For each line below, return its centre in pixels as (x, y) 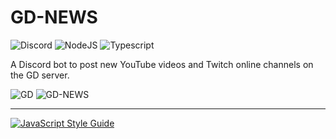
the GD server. (40, 75)
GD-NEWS (54, 17)
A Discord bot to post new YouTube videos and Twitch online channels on (162, 64)
